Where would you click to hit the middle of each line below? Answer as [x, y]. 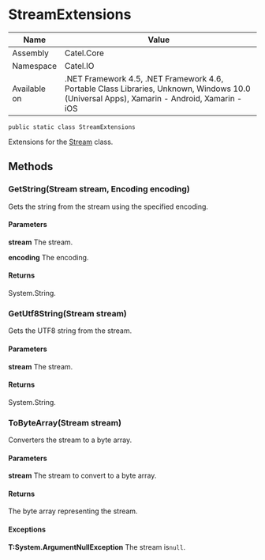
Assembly [31, 53]
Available [29, 89]
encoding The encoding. [49, 257]
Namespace [35, 66]
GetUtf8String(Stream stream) [68, 313]
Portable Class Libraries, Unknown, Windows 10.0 [157, 89]
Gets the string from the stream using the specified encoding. [108, 206]
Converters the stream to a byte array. [70, 440]
